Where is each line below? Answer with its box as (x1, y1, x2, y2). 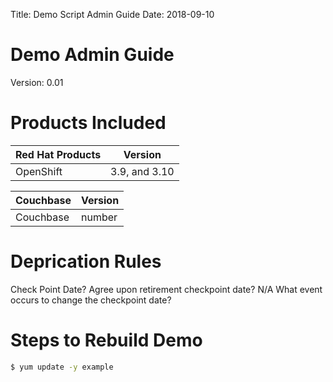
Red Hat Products (15, 147, 102, 161)
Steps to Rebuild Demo (10, 329, 203, 351)
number (81, 210, 118, 224)
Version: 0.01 (10, 76, 64, 88)
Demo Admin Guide (10, 44, 175, 66)
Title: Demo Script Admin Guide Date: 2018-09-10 (10, 9, 215, 20)
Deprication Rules (10, 250, 162, 273)
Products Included (10, 112, 167, 134)
